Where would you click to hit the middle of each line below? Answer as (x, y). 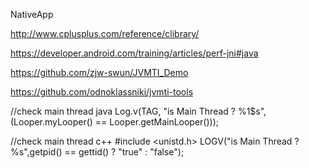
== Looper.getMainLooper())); (157, 122)
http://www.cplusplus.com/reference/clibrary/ (105, 33)
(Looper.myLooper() (51, 122)
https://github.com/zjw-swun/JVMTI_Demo (99, 72)
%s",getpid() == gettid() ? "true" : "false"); (97, 152)
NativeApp (32, 14)
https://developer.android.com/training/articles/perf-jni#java (134, 53)
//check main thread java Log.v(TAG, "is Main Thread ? (123, 111)
